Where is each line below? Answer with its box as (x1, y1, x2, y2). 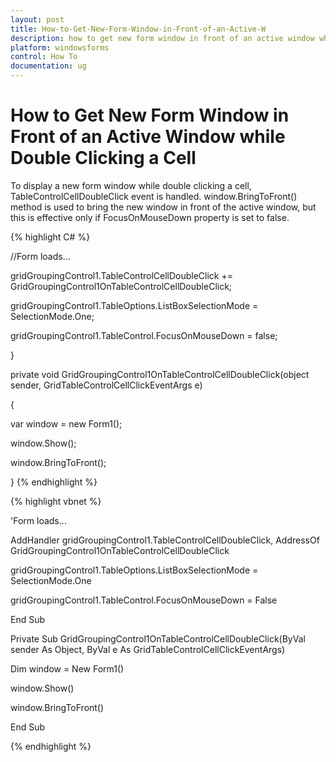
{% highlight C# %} (10, 231, 91, 243)
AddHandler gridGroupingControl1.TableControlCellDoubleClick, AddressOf (10, 534, 320, 546)
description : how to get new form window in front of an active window (10, 33, 315, 43)
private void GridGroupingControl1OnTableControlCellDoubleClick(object (10, 368, 310, 380)
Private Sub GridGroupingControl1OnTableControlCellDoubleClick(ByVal (10, 632, 306, 645)
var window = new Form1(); (10, 417, 123, 430)
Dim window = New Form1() (10, 662, 125, 675)
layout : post (10, 14, 65, 25)
